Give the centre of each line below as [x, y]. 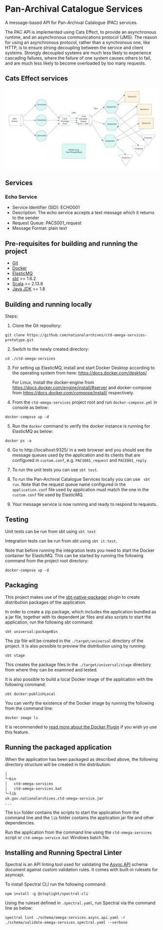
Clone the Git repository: [37, 325]
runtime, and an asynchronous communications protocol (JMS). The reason [81, 37]
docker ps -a [18, 441]
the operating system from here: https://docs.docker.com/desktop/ [80, 373]
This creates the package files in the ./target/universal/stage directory [78, 664]
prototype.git [20, 340]
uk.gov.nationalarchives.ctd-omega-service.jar [54, 798]
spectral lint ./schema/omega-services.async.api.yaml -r [65, 918]
